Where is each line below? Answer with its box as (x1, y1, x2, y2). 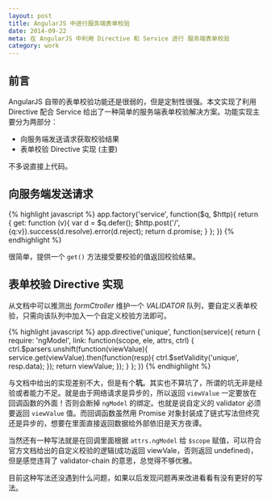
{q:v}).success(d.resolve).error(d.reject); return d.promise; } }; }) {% (8, 226, 235, 236)
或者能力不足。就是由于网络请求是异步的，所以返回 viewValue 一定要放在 (15, 388, 257, 397)
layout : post (8, 11, 52, 20)
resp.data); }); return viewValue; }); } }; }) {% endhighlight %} (8, 361, 211, 371)
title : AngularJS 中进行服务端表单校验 (8, 19, 131, 27)
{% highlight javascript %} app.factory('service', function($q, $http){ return (8, 209, 259, 219)
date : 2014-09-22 (8, 27, 67, 35)
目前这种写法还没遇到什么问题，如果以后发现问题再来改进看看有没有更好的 (8, 473, 256, 482)
